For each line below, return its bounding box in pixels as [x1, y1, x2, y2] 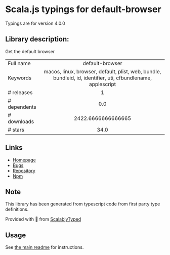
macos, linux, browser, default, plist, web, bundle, [44, 68, 161, 75]
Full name [8, 60, 31, 67]
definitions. [5, 206, 29, 212]
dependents [8, 103, 36, 110]
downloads [8, 118, 34, 125]
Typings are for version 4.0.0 [5, 20, 66, 26]
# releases [8, 89, 33, 96]
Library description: [5, 35, 69, 44]
